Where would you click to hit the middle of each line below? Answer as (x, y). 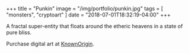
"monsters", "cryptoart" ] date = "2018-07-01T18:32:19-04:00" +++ (88, 15)
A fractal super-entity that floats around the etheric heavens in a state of (94, 26)
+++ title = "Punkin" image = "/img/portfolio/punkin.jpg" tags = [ (85, 9)
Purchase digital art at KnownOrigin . (50, 44)
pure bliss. (19, 32)
